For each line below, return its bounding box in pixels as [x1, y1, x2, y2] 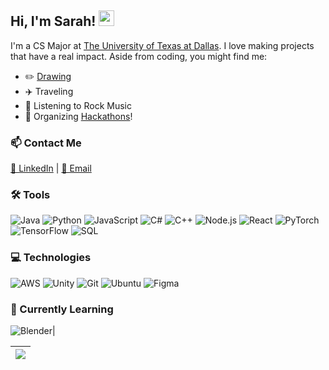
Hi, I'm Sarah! [10, 13, 97, 30]
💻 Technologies [10, 251, 92, 265]
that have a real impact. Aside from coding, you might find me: [10, 50, 268, 62]
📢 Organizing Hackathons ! [24, 110, 133, 122]
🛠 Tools [10, 188, 51, 202]
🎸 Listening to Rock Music [24, 99, 132, 111]
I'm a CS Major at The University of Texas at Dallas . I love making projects [10, 39, 315, 51]
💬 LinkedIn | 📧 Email [10, 162, 92, 175]
